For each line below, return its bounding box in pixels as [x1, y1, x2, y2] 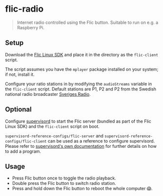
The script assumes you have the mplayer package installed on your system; [5, 66, 159, 72]
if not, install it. [5, 71, 35, 77]
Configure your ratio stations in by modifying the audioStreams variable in [5, 81, 152, 87]
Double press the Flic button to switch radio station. [12, 180, 116, 186]
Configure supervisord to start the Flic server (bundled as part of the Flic [5, 118, 151, 124]
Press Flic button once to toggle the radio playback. [12, 175, 116, 181]
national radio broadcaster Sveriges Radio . [5, 91, 91, 97]
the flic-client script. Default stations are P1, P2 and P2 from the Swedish [5, 86, 157, 92]
